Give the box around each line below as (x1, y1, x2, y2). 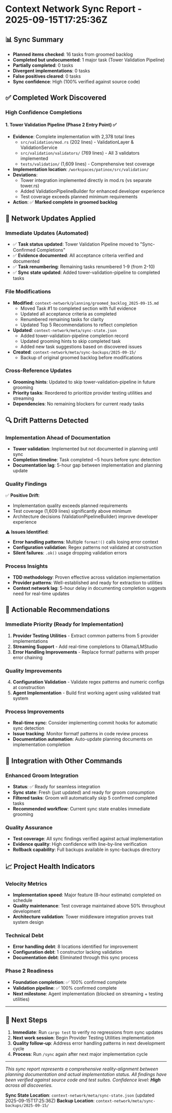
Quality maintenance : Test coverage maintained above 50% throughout (12, 903, 165, 909)
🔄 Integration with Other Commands (5, 756, 123, 765)
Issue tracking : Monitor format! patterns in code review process (12, 731, 148, 737)
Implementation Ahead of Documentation (5, 434, 111, 441)
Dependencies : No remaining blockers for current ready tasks (12, 400, 144, 406)
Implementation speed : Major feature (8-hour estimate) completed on (12, 892, 161, 898)
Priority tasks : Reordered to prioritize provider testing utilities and (12, 389, 152, 396)
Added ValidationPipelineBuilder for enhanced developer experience (20, 188, 165, 194)
